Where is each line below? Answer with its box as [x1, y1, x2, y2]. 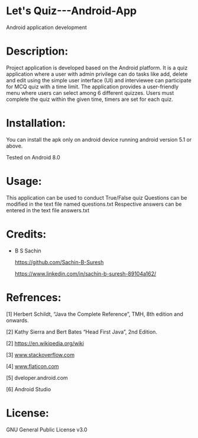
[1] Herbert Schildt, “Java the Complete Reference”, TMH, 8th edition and [6, 310, 183, 318]
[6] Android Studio [6, 385, 51, 392]
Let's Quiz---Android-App [6, 4, 137, 18]
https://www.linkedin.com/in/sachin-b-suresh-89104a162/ [14, 270, 157, 277]
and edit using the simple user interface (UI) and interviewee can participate [6, 76, 192, 84]
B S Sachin [14, 247, 41, 254]
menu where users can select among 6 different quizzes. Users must [6, 89, 174, 96]
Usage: [6, 175, 43, 188]
